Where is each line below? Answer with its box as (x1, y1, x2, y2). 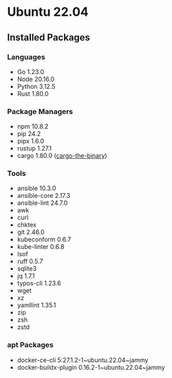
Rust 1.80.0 (17, 89, 50, 98)
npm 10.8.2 (17, 122, 49, 131)
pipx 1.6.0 (17, 137, 45, 145)
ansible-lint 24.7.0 (17, 199, 68, 207)
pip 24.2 (17, 130, 41, 138)
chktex (17, 221, 36, 229)
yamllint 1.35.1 (17, 301, 56, 309)
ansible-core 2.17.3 (17, 192, 71, 200)
